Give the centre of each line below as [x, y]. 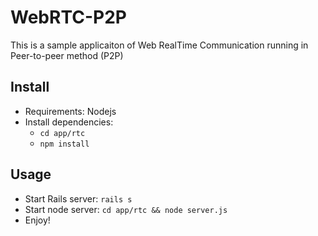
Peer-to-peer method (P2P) [67, 55]
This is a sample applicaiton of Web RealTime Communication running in [159, 45]
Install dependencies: [69, 122]
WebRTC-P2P [68, 17]
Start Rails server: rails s [78, 198]
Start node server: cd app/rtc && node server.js [126, 209]
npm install [64, 144]
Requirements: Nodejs [70, 111]
